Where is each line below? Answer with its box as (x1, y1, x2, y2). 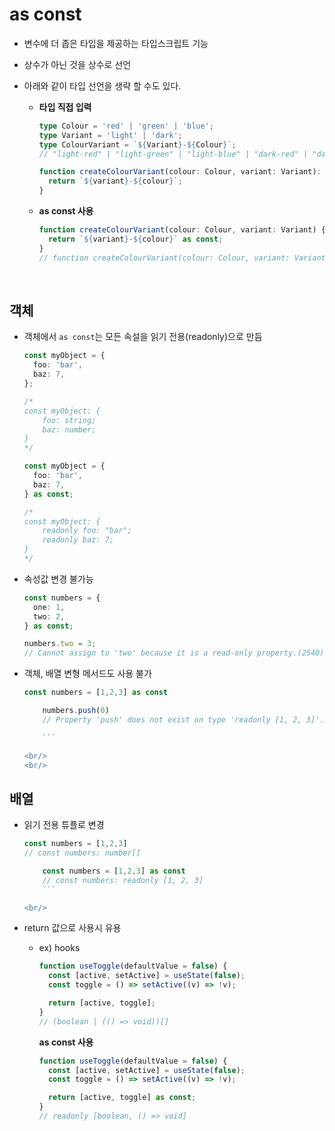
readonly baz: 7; (42, 535, 114, 545)
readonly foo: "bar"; (42, 526, 132, 536)
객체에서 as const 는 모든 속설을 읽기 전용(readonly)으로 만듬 (23, 331, 263, 343)
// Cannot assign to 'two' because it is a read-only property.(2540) (23, 648, 325, 658)
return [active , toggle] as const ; (47, 1093, 197, 1103)
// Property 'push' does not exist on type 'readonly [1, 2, (42, 714, 302, 725)
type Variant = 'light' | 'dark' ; (38, 130, 183, 140)
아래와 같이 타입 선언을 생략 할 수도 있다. (23, 79, 182, 92)
